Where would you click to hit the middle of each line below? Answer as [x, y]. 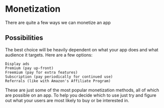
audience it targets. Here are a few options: [49, 55]
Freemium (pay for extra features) [41, 72]
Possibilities [24, 38]
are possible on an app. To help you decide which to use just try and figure [81, 95]
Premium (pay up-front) [29, 68]
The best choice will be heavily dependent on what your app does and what [82, 49]
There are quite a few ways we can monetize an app [58, 22]
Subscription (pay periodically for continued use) [59, 77]
